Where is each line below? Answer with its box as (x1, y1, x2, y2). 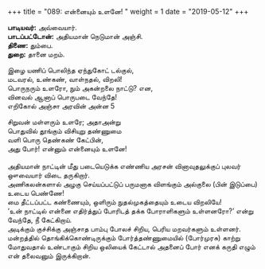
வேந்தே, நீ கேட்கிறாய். (7, 215, 72, 224)
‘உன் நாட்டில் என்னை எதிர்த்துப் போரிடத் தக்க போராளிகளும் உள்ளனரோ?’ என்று (7, 206, 254, 216)
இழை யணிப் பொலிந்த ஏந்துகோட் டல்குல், (7, 65, 134, 75)
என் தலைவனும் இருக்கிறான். (7, 251, 91, 260)
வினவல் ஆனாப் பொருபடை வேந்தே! (7, 92, 118, 102)
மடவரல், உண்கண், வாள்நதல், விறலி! (7, 75, 123, 84)
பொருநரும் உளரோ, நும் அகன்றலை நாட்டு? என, (7, 84, 154, 92)
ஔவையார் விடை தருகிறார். (7, 170, 91, 180)
